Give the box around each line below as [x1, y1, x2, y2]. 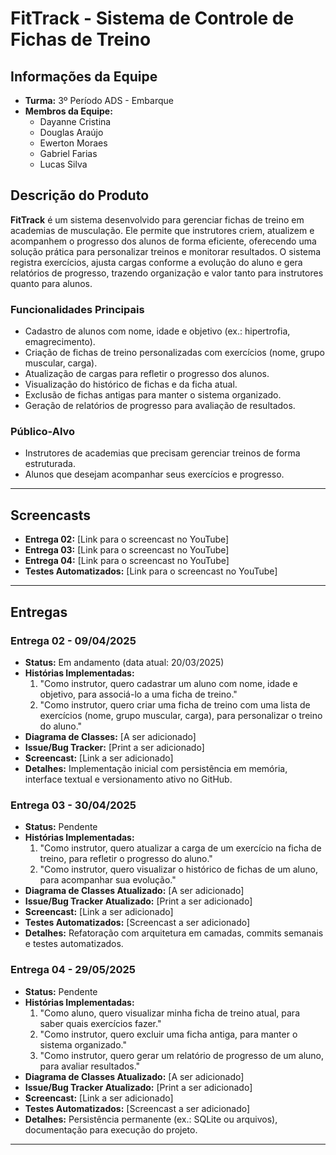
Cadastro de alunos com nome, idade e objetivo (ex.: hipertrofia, [24, 325, 291, 337]
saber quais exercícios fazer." [39, 1017, 162, 1029]
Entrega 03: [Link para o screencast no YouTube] [24, 544, 230, 556]
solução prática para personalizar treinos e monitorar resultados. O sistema [10, 245, 322, 257]
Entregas [10, 603, 68, 621]
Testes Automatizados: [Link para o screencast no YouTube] [24, 565, 278, 577]
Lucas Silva [39, 158, 88, 170]
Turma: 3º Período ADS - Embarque [24, 95, 174, 106]
